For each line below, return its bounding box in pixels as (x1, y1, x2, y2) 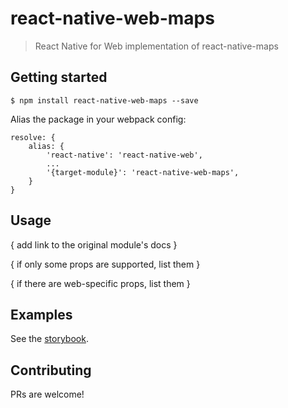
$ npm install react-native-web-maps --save (10, 95, 199, 106)
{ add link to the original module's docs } (10, 238, 178, 251)
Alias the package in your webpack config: (10, 113, 187, 125)
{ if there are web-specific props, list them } (10, 277, 191, 289)
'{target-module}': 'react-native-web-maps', (46, 167, 240, 177)
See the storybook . (10, 333, 89, 345)
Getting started (10, 69, 108, 86)
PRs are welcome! (10, 388, 85, 401)
